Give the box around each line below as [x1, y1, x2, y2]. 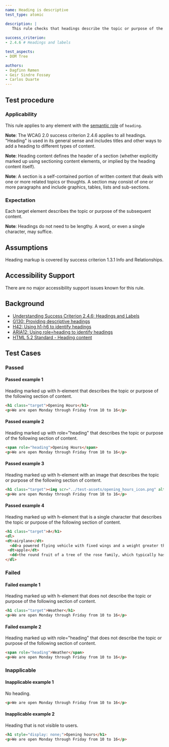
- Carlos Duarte [5, 77, 39, 82]
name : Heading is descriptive [5, 7, 69, 13]
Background [5, 299, 44, 308]
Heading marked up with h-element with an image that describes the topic [5, 472, 159, 478]
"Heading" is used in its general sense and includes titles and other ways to [5, 137, 162, 144]
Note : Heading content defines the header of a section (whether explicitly [5, 153, 158, 159]
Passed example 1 [5, 377, 44, 383]
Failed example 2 [5, 624, 42, 630]
